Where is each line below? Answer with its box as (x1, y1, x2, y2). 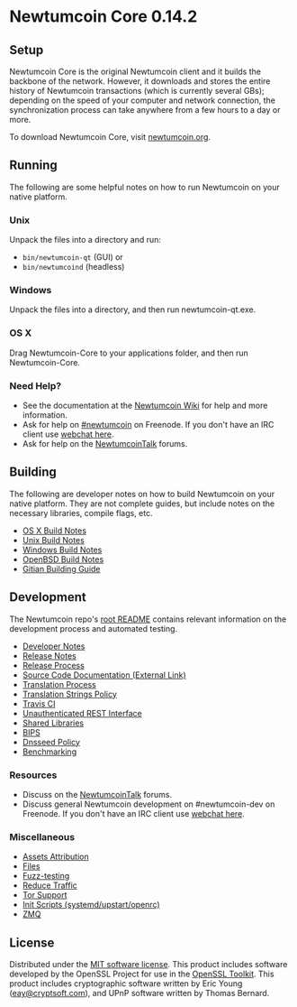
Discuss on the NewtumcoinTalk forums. (22, 789, 173, 799)
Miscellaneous (9, 830, 75, 843)
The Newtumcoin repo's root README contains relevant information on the (9, 614, 287, 624)
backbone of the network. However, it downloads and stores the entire (9, 76, 271, 87)
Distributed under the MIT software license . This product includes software (9, 959, 288, 970)
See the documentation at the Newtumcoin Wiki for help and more (22, 400, 268, 411)
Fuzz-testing (22, 871, 70, 882)
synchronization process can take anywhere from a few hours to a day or (9, 105, 281, 115)
